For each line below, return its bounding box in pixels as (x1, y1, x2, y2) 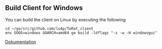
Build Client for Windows (5, 4, 83, 12)
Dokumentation (5, 39, 36, 45)
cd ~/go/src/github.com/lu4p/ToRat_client (5, 26, 94, 31)
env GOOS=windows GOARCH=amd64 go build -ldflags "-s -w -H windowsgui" (5, 30, 158, 35)
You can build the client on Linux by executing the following (5, 16, 126, 22)
